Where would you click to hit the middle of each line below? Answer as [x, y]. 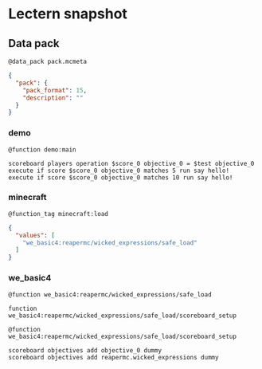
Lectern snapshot [68, 14]
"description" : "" [53, 98]
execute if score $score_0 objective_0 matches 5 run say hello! [119, 171]
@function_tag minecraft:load [59, 214]
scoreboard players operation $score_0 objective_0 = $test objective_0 [131, 163]
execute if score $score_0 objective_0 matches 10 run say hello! [121, 177]
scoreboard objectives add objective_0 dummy [85, 350]
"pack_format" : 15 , [55, 90]
